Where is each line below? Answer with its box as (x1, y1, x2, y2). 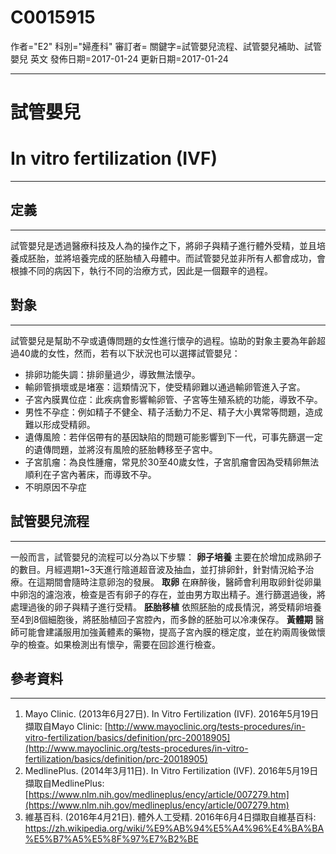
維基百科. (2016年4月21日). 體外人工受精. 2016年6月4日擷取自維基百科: (24, 811, 317, 823)
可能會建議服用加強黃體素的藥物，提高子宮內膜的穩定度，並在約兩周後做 (18, 626, 317, 638)
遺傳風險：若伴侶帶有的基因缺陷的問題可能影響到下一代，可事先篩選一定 (24, 431, 323, 443)
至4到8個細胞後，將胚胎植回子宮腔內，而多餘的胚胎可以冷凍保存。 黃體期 (10, 613, 313, 625)
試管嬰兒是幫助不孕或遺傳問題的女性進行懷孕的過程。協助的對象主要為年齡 (10, 334, 317, 346)
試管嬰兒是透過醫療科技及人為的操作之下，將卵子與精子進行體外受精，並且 (10, 239, 317, 251)
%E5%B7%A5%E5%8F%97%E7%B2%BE (24, 833, 199, 845)
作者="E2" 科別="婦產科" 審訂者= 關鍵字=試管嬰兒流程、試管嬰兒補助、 (10, 40, 305, 52)
